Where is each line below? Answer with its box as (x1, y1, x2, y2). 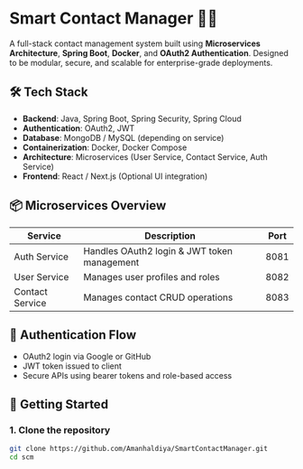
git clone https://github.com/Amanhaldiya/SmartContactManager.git (9, 445, 269, 454)
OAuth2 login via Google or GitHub (22, 352, 151, 362)
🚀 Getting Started (9, 397, 109, 412)
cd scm (9, 452, 34, 462)
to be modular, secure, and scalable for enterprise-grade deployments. (9, 57, 273, 68)
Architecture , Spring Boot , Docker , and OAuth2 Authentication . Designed (9, 47, 289, 58)
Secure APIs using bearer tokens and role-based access (22, 371, 233, 381)
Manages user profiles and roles (83, 270, 220, 283)
